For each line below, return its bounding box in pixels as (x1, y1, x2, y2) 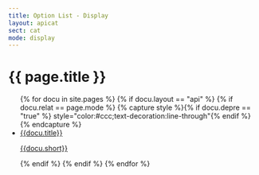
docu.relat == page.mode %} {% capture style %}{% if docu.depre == (19, 103, 251, 112)
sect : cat (8, 26, 41, 34)
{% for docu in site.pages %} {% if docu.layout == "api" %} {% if (19, 95, 233, 104)
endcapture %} (31, 120, 82, 130)
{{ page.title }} (8, 68, 107, 86)
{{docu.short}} (19, 144, 68, 154)
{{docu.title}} (19, 128, 63, 138)
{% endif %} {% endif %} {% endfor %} (19, 159, 151, 169)
